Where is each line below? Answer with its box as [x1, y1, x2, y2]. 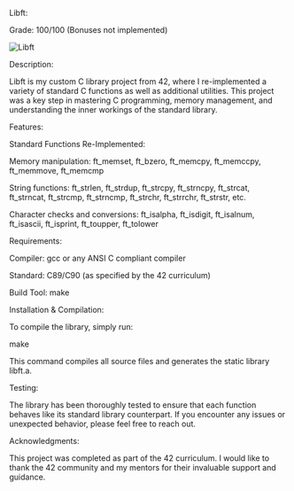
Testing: [9, 383, 39, 393]
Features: [9, 121, 44, 132]
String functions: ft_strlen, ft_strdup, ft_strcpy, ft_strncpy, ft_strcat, [9, 183, 251, 193]
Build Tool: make [9, 287, 70, 298]
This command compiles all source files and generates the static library [9, 356, 270, 366]
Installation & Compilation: [9, 305, 104, 315]
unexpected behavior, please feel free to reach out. [9, 418, 197, 429]
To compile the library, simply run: [9, 322, 134, 331]
